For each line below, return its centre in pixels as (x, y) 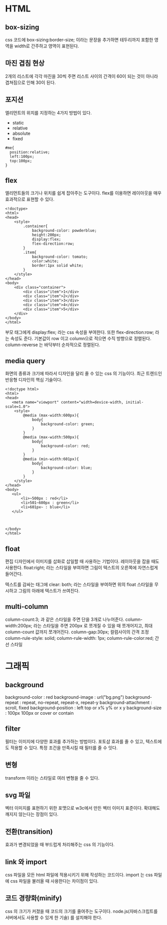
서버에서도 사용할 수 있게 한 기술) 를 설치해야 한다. (54, 918)
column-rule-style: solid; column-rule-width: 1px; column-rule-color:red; (80, 638)
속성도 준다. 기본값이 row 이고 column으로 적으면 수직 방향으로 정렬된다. (81, 339)
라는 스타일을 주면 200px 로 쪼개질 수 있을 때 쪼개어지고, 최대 (93, 625)
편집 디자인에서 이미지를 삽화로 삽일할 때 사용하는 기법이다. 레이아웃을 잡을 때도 (82, 561)
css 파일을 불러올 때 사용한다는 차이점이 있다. (54, 881)
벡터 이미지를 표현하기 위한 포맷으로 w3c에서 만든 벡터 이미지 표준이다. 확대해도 (83, 808)
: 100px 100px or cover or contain (39, 713)
